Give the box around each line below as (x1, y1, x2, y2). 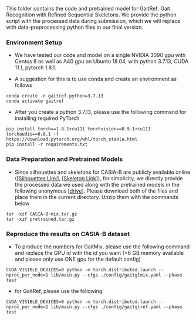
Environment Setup (6, 38, 63, 46)
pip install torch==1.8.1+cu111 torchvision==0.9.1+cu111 (6, 126, 151, 132)
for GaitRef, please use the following (14, 287, 103, 294)
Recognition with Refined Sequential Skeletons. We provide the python (6, 11, 177, 18)
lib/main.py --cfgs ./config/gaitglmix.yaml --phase (50, 272, 183, 278)
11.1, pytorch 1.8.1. (14, 64, 57, 71)
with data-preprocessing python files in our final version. (6, 23, 144, 31)
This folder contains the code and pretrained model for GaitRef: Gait (6, 5, 170, 12)
